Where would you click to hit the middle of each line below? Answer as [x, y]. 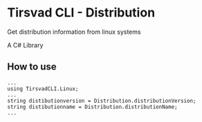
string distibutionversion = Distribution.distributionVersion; [102, 101]
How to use [32, 67]
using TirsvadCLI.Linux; [43, 89]
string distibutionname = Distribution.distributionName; [92, 107]
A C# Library [25, 45]
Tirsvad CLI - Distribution [81, 13]
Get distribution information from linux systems [74, 32]
